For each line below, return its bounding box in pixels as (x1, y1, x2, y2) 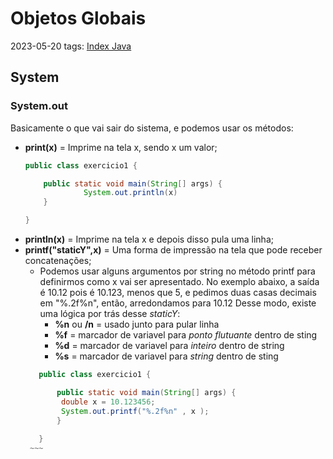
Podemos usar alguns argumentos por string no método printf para (39, 265, 316, 277)
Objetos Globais (10, 7, 147, 30)
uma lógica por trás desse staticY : (39, 308, 181, 319)
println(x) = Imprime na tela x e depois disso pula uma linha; (24, 233, 274, 245)
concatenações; (24, 255, 92, 266)
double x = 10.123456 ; (61, 397, 156, 407)
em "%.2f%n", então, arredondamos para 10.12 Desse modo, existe (39, 297, 317, 309)
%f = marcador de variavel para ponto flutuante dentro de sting (54, 329, 318, 341)
